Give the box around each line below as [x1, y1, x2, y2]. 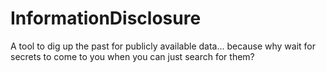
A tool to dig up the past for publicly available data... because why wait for [10, 40, 316, 52]
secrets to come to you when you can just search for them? [10, 50, 255, 62]
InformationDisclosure [10, 7, 202, 30]
